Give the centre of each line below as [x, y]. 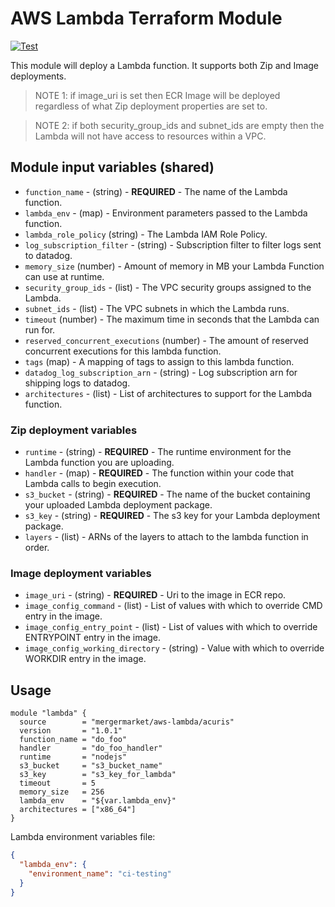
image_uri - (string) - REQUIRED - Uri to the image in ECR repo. [155, 595]
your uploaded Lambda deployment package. [118, 505]
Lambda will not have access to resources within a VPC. [150, 136]
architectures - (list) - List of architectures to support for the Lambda [168, 393]
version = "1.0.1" [71, 731]
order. [37, 548]
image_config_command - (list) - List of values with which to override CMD [173, 606]
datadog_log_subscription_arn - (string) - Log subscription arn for [161, 372]
